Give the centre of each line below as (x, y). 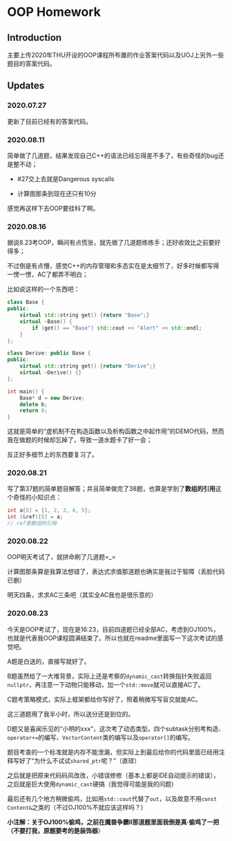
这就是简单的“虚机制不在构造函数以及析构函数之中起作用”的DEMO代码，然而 (116, 431)
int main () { (26, 391)
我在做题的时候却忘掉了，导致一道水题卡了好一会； (80, 440)
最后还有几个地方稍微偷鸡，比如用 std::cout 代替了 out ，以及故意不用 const (112, 798)
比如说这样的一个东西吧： (43, 289)
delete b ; (34, 404)
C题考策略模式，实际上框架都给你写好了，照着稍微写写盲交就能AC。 (104, 699)
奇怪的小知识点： (37, 498)
